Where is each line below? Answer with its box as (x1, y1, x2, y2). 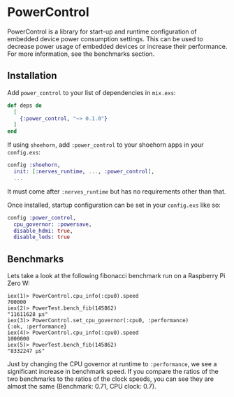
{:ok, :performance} (7, 323, 68, 331)
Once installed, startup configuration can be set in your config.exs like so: (7, 201, 221, 209)
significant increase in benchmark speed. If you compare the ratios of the (7, 368, 219, 376)
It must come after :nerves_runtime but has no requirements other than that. (7, 187, 226, 196)
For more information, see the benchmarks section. (7, 50, 155, 58)
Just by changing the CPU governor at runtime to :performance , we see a (7, 360, 217, 368)
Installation (7, 70, 57, 82)
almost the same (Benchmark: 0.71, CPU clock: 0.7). (7, 382, 156, 391)
